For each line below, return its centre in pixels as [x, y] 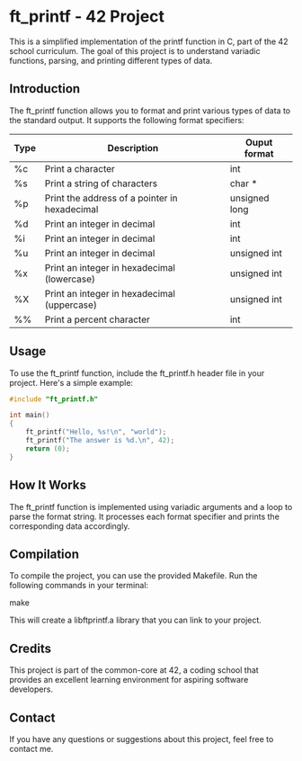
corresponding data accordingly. [70, 526]
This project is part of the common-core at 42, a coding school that [134, 670]
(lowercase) [70, 279]
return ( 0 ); [48, 448]
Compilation [44, 554]
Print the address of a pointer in [111, 198]
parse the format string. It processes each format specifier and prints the [145, 516]
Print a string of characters [101, 184]
